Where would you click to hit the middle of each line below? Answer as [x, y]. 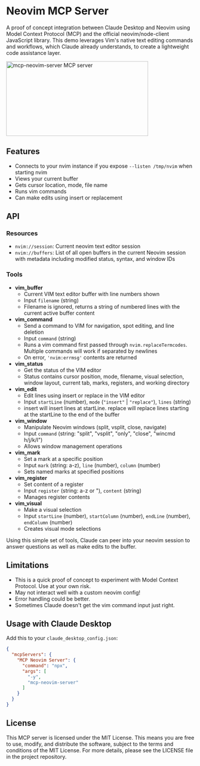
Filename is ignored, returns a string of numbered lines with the [102, 306]
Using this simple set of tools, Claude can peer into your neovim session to [98, 540]
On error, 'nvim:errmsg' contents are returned [80, 357]
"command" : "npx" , [45, 666]
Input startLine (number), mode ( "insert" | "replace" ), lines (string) [107, 402]
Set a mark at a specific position [63, 459]
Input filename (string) [51, 300]
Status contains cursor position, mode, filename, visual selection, [104, 376]
